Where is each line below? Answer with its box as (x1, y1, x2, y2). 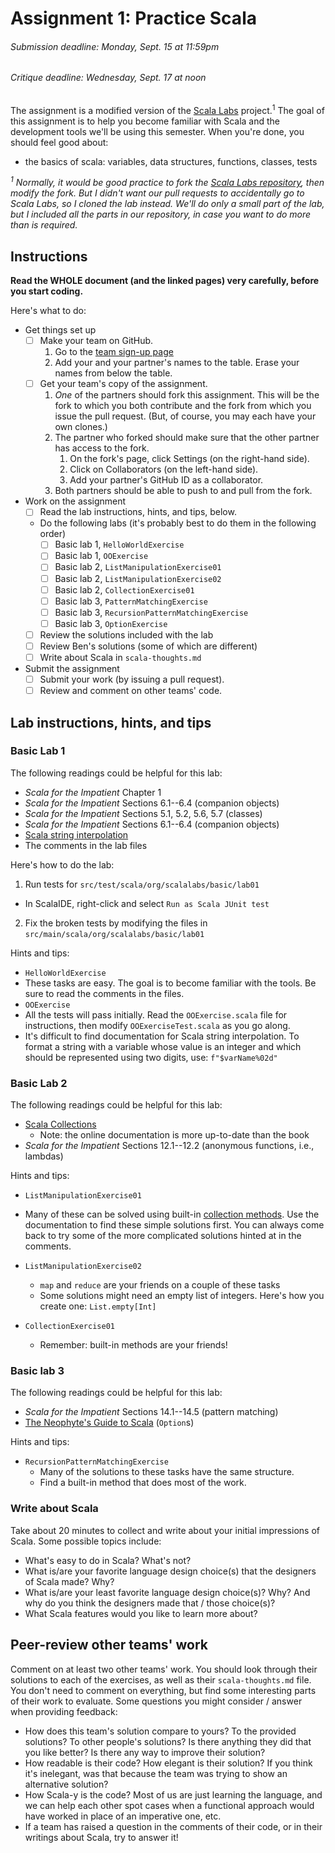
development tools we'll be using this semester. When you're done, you (10, 125, 305, 137)
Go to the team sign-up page (54, 346, 174, 358)
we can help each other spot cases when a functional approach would (24, 1799, 315, 1811)
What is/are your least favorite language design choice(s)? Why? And (24, 1586, 311, 1598)
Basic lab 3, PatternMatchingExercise (54, 595, 208, 607)
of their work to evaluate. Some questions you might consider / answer (10, 1695, 303, 1707)
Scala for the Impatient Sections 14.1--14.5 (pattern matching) (24, 1406, 279, 1418)
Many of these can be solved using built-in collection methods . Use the (24, 1208, 320, 1221)
